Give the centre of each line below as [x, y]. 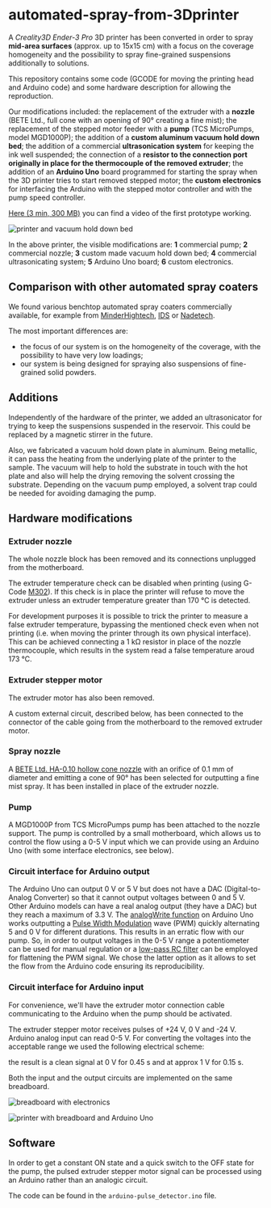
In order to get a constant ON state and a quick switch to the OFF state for [131, 1163]
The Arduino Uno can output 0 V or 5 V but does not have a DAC [116, 889]
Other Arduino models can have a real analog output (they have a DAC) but [133, 906]
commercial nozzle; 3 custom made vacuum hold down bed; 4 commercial [132, 253]
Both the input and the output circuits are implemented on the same [121, 1078]
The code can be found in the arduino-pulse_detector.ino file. [113, 1195]
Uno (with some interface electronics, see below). [91, 851]
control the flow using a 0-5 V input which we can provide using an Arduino [134, 842]
